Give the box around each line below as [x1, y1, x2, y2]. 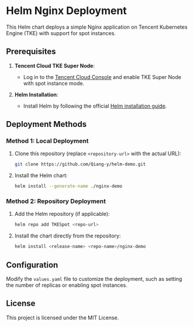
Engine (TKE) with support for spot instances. [6, 29, 116, 36]
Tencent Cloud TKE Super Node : [14, 62, 95, 69]
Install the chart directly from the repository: [14, 232, 121, 239]
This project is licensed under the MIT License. [6, 314, 119, 321]
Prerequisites [6, 47, 56, 57]
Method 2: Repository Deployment [6, 197, 106, 205]
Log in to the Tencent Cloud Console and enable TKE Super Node [23, 73, 181, 80]
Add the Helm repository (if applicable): [14, 211, 110, 218]
